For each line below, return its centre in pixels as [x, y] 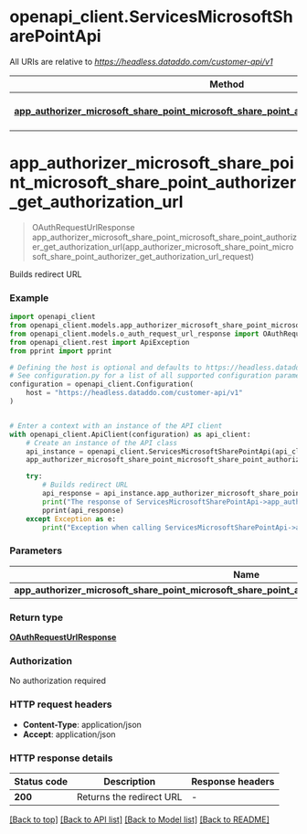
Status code [41, 781]
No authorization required [58, 681]
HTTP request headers [61, 704]
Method [227, 84]
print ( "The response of [87, 502]
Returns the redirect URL [129, 797]
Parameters [36, 551]
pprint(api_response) [84, 510]
